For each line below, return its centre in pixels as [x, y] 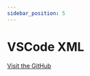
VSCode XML [46, 46]
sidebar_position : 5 [36, 13]
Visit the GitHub [29, 66]
